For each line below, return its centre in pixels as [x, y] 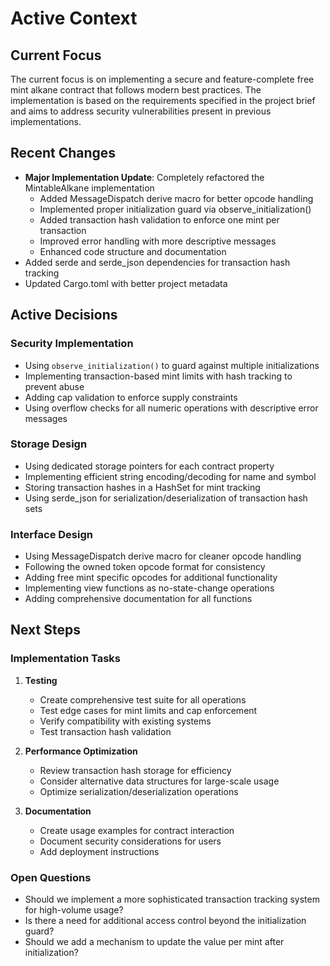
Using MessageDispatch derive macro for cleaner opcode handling [163, 556]
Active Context [74, 18]
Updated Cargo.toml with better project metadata [126, 283]
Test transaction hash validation [105, 731]
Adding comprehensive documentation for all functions [138, 599]
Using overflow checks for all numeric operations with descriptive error [171, 408]
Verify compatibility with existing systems [125, 721]
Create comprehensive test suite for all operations [143, 699]
